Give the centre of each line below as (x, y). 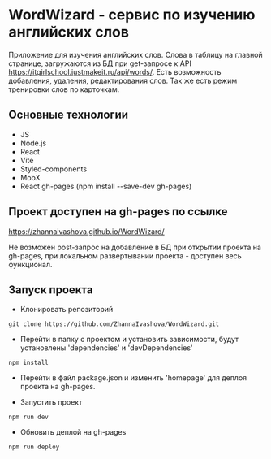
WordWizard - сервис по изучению (132, 15)
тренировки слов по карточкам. (64, 89)
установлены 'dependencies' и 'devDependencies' (106, 348)
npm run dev (28, 417)
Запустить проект (51, 402)
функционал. (30, 264)
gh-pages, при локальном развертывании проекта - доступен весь (125, 255)
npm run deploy (34, 447)
